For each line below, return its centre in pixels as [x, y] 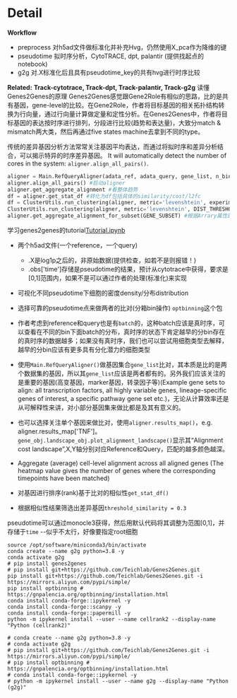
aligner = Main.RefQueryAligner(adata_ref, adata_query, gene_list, [110, 176]
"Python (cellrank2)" [39, 626]
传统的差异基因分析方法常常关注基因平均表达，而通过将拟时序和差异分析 [112, 146]
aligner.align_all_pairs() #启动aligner [66, 183]
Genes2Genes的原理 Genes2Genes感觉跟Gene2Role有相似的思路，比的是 [115, 96]
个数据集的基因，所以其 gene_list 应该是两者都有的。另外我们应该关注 [119, 373]
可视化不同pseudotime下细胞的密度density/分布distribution [103, 293]
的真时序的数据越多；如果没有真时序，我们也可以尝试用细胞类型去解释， [122, 341]
